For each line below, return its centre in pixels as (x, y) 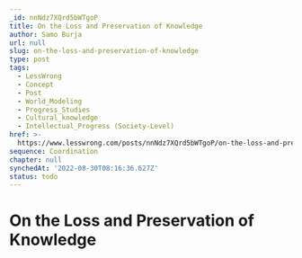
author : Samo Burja (46, 34)
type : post (30, 59)
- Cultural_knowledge (58, 118)
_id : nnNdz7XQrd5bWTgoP (54, 18)
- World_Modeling (50, 101)
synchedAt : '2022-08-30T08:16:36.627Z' (84, 168)
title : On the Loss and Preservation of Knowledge (106, 26)
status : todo (34, 176)
